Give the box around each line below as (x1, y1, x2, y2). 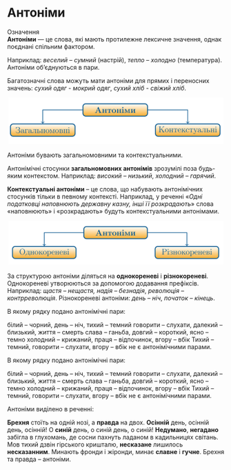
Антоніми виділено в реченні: (7, 404, 94, 413)
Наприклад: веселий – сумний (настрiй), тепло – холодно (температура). (7, 55, 223, 64)
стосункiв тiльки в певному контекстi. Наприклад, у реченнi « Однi (7, 192, 203, 200)
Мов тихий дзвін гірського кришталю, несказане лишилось (7, 440, 183, 449)
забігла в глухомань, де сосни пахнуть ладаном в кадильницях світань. (7, 433, 219, 441)
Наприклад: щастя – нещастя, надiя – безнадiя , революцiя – (7, 286, 185, 294)
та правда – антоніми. (7, 455, 71, 463)
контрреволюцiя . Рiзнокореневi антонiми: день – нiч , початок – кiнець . (7, 294, 215, 302)
